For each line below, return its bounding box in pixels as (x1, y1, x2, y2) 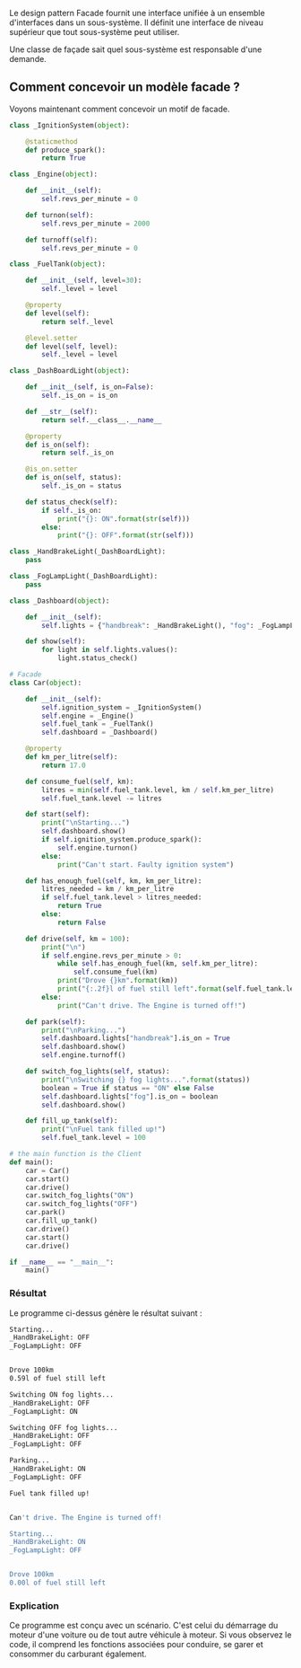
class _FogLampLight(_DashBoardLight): (9, 572, 159, 581)
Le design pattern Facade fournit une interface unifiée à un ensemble (9, 8, 266, 18)
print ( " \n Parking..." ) (41, 1026, 126, 1035)
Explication (9, 1599, 60, 1611)
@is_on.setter (25, 464, 78, 474)
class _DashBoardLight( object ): (9, 366, 130, 375)
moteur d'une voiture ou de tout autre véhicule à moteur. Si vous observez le (9, 1629, 292, 1640)
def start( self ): (25, 810, 90, 819)
